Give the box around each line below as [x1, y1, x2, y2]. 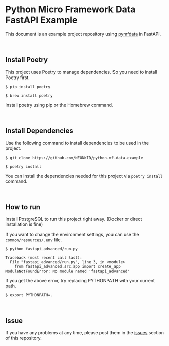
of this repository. [5, 335, 42, 341]
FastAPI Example [5, 14, 78, 26]
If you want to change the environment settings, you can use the [5, 232, 139, 238]
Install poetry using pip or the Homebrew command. [5, 102, 114, 108]
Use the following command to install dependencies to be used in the [5, 140, 149, 146]
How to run [5, 203, 41, 211]
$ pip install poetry [5, 84, 51, 89]
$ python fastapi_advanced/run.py [5, 247, 78, 252]
